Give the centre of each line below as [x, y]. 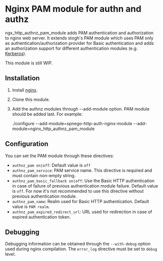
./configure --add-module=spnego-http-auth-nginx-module [72, 123]
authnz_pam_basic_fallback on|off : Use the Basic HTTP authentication [83, 181]
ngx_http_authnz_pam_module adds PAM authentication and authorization [79, 33]
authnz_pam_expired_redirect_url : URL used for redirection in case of [82, 212]
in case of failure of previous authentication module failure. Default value [85, 186]
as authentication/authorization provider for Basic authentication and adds [80, 43]
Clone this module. [31, 99]
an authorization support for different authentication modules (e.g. [71, 48]
